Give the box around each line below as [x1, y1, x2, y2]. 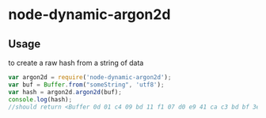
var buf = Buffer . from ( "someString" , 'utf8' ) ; [8, 81, 165, 89]
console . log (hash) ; [8, 95, 73, 104]
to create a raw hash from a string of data [8, 58, 144, 67]
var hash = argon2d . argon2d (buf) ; [8, 88, 123, 96]
